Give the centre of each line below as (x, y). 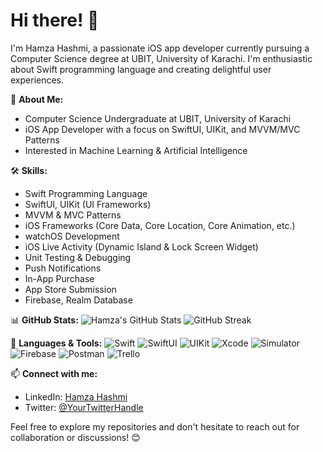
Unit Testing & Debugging (78, 257)
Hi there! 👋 (55, 20)
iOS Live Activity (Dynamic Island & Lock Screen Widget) (141, 246)
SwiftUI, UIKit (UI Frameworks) (88, 204)
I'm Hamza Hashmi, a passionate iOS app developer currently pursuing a (160, 48)
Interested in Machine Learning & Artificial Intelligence (136, 150)
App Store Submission (70, 289)
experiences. (37, 80)
